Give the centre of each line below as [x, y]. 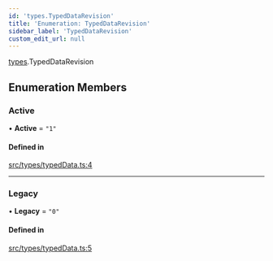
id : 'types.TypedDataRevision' [61, 16]
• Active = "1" [32, 128]
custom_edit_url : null [47, 39]
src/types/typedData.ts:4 [50, 165]
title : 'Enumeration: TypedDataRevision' [80, 24]
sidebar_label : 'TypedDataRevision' [70, 31]
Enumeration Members [68, 87]
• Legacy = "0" [34, 211]
